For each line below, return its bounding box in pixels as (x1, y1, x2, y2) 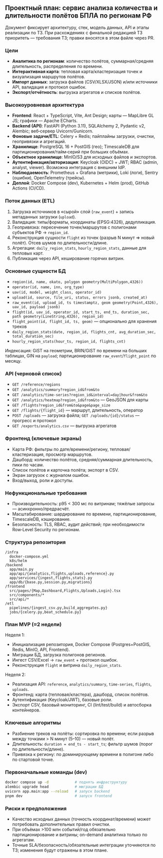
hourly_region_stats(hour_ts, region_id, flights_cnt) (12, 339, 126, 344)
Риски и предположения (5, 805, 67, 812)
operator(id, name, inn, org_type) (12, 285, 85, 290)
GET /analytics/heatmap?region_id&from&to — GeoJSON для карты (12, 397, 148, 403)
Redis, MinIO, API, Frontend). (12, 647, 70, 653)
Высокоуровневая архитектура (5, 102, 84, 108)
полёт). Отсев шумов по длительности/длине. (12, 239, 108, 246)
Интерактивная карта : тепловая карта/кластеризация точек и (12, 68, 143, 75)
